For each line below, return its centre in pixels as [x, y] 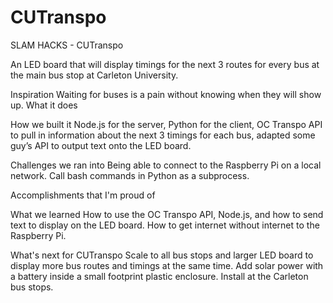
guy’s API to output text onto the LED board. [101, 145]
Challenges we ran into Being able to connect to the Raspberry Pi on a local [166, 165]
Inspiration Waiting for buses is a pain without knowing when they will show [166, 94]
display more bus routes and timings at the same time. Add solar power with [167, 265]
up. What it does [44, 105]
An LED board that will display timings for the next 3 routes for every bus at [165, 64]
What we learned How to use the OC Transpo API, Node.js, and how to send [167, 214]
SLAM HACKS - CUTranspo [67, 45]
